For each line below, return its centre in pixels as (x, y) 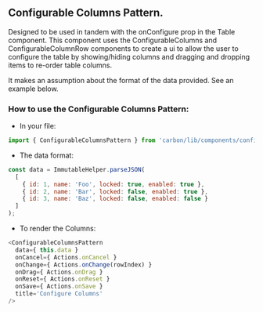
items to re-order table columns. (60, 65)
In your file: (38, 126)
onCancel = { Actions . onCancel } (66, 257)
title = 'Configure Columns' (59, 294)
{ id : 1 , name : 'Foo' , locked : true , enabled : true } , (113, 184)
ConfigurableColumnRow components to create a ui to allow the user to (123, 48)
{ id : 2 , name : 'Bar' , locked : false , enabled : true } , (115, 191)
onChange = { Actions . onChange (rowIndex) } (84, 265)
